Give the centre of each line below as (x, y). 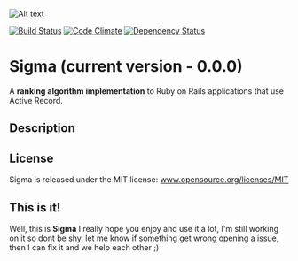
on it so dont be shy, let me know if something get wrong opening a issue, (144, 238)
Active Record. (36, 100)
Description (42, 128)
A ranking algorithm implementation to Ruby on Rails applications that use (146, 91)
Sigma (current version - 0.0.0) (126, 67)
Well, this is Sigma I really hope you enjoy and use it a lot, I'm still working (144, 228)
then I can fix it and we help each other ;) (84, 247)
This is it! (35, 207)
